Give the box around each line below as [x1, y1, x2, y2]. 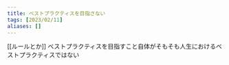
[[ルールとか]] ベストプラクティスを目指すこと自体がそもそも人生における [7, 42, 217, 51]
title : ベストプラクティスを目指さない [7, 10, 106, 17]
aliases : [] [7, 23, 41, 29]
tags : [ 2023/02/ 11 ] [7, 16, 63, 23]
